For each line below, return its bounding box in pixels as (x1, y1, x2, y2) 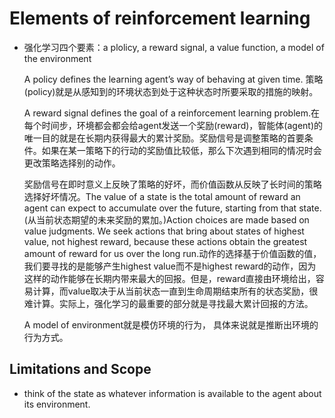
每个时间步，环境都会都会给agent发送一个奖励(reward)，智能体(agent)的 (23, 119, 324, 131)
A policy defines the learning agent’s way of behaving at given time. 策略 (23, 73, 324, 85)
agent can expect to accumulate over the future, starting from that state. (23, 202, 322, 214)
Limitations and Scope (9, 361, 152, 378)
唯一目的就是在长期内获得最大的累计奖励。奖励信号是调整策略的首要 (23, 132, 305, 144)
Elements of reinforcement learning (9, 7, 311, 30)
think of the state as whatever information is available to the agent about (23, 387, 322, 399)
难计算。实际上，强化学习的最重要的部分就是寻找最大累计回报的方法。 (23, 297, 314, 309)
